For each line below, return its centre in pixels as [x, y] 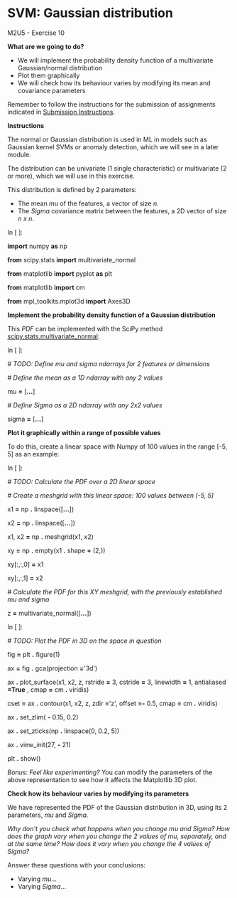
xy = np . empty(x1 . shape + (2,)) [56, 550]
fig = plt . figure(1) [34, 654]
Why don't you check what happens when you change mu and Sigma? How [119, 828]
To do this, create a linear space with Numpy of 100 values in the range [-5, [117, 447]
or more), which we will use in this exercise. [71, 176]
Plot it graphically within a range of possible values [84, 432]
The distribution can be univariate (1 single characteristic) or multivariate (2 [117, 168]
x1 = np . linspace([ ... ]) [41, 509]
